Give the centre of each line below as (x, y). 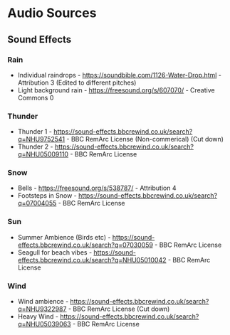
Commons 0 (36, 97)
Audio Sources (52, 13)
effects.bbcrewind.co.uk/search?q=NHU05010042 (92, 260)
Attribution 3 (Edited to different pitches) (77, 83)
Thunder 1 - (35, 132)
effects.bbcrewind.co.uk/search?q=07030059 (85, 245)
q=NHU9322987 (42, 309)
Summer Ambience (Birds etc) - (64, 237)
